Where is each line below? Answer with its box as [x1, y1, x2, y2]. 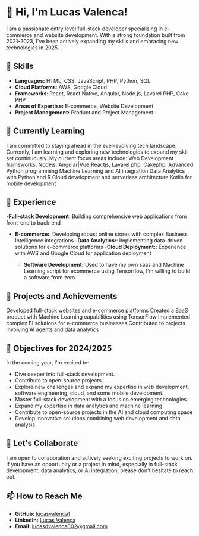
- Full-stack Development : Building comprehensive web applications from [6, 213, 187, 220]
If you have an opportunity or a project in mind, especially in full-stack [6, 460, 178, 468]
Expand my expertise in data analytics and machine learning [14, 402, 162, 409]
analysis [14, 421, 36, 428]
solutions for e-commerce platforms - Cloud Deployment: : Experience [14, 244, 187, 251]
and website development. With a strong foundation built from [33, 31, 185, 38]
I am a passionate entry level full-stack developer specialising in [6, 25, 163, 32]
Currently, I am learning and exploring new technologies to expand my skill [6, 148, 189, 155]
